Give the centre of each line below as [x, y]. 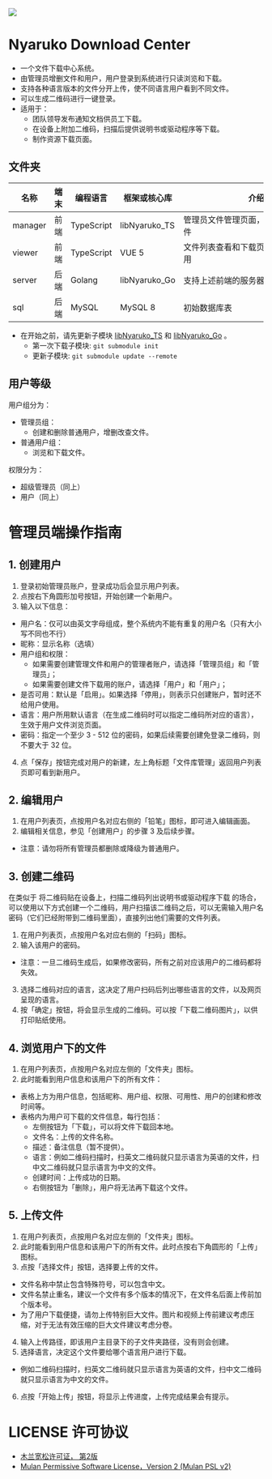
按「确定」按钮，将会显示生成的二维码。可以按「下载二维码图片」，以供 [139, 1010]
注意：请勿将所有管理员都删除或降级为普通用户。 [102, 848]
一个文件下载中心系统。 [59, 68]
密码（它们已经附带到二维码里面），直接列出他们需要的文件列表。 [117, 918]
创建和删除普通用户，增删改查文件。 [93, 432]
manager [30, 225]
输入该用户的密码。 [52, 945]
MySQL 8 [138, 307]
